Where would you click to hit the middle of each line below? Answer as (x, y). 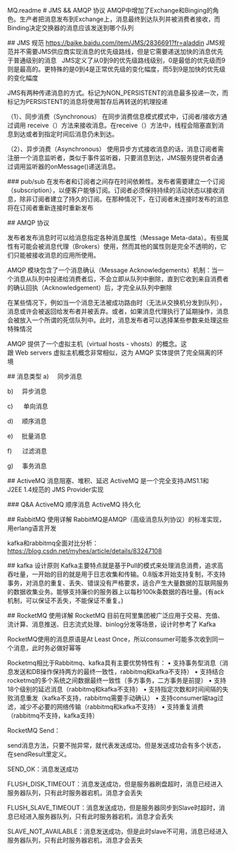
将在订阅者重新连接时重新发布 (50, 208)
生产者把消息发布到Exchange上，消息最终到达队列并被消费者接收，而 (120, 19)
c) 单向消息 (28, 406)
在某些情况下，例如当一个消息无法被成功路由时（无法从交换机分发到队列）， (117, 303)
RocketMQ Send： (34, 730)
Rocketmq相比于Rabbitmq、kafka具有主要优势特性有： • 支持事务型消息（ (115, 663)
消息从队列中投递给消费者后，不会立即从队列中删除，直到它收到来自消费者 (121, 279)
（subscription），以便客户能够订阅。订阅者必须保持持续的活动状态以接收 (113, 190)
